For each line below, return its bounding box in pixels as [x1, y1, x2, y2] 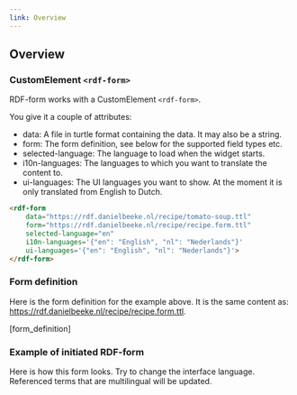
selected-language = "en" [25, 229, 115, 238]
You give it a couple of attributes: [9, 112, 132, 123]
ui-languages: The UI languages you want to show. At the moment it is [22, 177, 283, 188]
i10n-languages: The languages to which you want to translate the [22, 158, 267, 169]
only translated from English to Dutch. [22, 187, 163, 197]
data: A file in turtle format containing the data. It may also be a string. [22, 129, 282, 140]
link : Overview [9, 13, 67, 23]
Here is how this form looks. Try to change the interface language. [9, 366, 255, 377]
